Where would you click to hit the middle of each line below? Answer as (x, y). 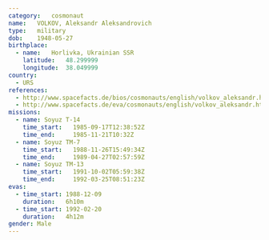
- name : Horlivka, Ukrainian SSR (75, 53)
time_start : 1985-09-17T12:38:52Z (84, 127)
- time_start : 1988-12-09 (59, 194)
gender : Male (30, 224)
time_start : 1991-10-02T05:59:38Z (84, 172)
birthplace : (28, 46)
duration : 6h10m (53, 202)
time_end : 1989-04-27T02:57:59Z (84, 157)
